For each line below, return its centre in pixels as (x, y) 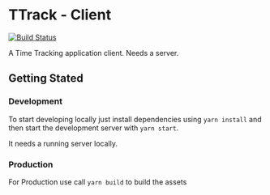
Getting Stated (46, 78)
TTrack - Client (60, 15)
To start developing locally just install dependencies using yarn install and (135, 119)
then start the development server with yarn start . (94, 128)
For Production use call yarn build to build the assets (98, 182)
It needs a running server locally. (63, 143)
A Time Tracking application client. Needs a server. (94, 53)
